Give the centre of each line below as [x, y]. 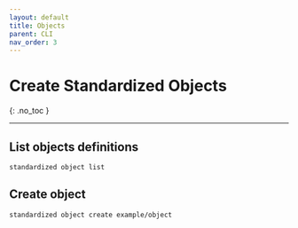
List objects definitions [74, 147]
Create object [47, 195]
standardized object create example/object [91, 215]
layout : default [39, 17]
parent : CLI [31, 34]
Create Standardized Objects [118, 86]
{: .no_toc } [29, 111]
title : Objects [37, 26]
